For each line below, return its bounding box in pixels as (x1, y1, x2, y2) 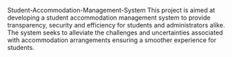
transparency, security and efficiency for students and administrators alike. (7, 21, 226, 29)
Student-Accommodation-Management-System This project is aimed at (7, 6, 215, 14)
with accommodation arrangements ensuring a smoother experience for (7, 36, 216, 44)
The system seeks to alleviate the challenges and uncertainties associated (7, 28, 224, 37)
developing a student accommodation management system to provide (7, 13, 211, 22)
